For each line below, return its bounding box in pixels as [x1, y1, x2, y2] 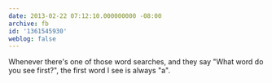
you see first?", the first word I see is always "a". [8, 66, 171, 76]
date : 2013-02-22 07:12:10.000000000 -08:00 [8, 11, 162, 20]
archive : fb [8, 20, 49, 28]
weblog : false [8, 34, 57, 43]
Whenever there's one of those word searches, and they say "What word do [8, 57, 264, 67]
